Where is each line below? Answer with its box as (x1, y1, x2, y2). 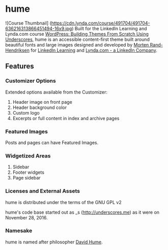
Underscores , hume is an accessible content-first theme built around (5, 36, 150, 42)
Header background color (12, 104, 67, 110)
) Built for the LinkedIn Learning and (72, 25, 147, 31)
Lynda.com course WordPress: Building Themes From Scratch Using (5, 31, 149, 37)
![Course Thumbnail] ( (5, 20, 52, 26)
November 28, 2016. (5, 214, 48, 220)
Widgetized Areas (5, 152, 51, 159)
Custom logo (12, 109, 40, 116)
